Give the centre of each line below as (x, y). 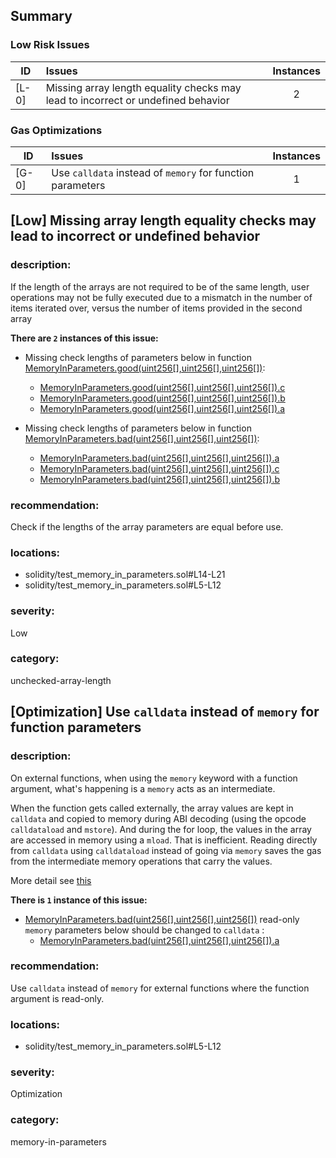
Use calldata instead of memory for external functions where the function (160, 988)
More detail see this (51, 880)
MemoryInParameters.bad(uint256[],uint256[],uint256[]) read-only (162, 919)
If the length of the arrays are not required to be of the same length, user (160, 286)
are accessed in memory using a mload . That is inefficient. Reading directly (164, 840)
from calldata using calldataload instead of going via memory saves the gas (166, 850)
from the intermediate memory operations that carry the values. (141, 861)
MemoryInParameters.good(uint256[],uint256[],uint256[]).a (162, 408)
